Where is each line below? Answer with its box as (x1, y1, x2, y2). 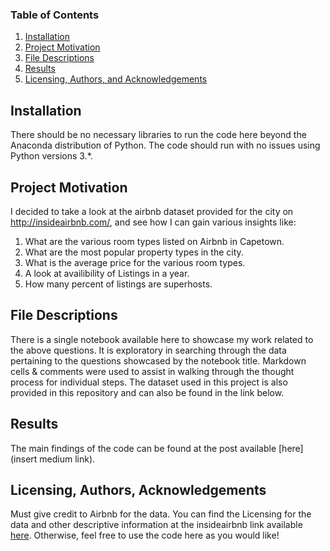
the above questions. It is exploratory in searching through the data (10, 344, 287, 356)
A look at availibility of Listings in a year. (24, 267, 190, 279)
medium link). (39, 453, 96, 465)
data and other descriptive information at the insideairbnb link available (10, 519, 303, 531)
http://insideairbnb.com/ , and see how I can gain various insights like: (10, 216, 297, 228)
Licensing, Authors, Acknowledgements (10, 481, 267, 498)
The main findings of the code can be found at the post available (10, 442, 277, 454)
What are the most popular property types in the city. (24, 246, 244, 258)
